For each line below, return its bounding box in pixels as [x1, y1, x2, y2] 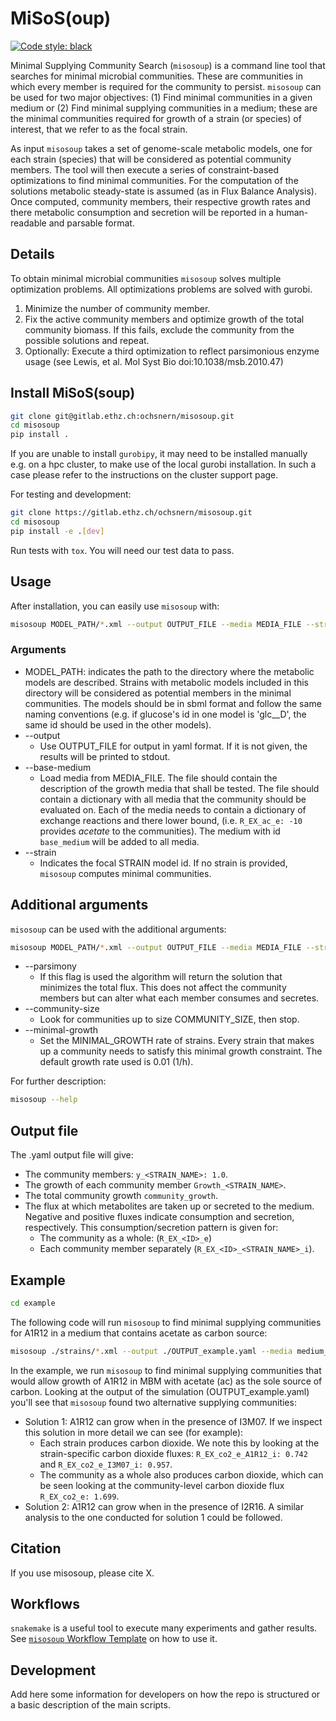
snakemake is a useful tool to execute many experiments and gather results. [10, 1622, 318, 1634]
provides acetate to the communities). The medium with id [39, 825, 281, 837]
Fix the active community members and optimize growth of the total [24, 313, 305, 325]
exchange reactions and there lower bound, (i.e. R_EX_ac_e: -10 [39, 814, 303, 826]
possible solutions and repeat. [24, 334, 150, 346]
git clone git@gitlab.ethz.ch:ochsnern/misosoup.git [10, 411, 235, 421]
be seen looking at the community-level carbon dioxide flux [39, 1479, 285, 1491]
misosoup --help [10, 1095, 78, 1105]
